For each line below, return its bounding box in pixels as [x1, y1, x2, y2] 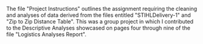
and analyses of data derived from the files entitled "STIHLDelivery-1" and [6, 11, 191, 19]
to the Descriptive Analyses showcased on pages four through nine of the [6, 24, 191, 31]
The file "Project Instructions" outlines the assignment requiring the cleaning [6, 5, 198, 12]
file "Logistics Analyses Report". [6, 31, 87, 38]
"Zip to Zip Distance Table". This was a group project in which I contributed [6, 18, 194, 25]
